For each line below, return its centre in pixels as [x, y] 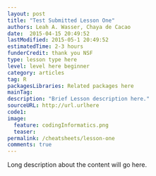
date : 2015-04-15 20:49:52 [49, 33]
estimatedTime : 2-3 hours [45, 46]
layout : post [26, 14]
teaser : [25, 132]
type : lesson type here [42, 60]
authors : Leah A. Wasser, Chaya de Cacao [69, 27]
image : [17, 118]
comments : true [30, 145]
